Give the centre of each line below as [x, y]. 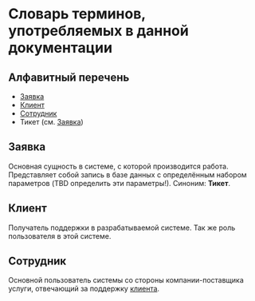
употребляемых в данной [98, 31]
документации [61, 48]
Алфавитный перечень [69, 77]
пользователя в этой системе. [60, 236]
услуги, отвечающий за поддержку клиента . [84, 289]
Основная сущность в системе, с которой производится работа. [118, 166]
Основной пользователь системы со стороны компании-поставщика [126, 280]
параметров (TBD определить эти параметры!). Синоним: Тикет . [120, 183]
